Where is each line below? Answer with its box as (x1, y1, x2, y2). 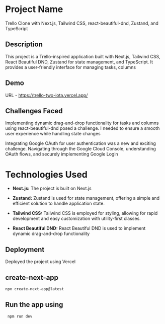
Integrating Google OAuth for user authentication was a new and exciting (5, 140, 156, 146)
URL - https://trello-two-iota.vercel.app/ (5, 92, 88, 98)
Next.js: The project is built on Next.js (12, 185, 92, 192)
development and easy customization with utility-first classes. (12, 215, 141, 222)
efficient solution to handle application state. (12, 200, 105, 207)
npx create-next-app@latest (5, 286, 64, 291)
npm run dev (7, 313, 33, 319)
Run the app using (5, 300, 63, 309)
